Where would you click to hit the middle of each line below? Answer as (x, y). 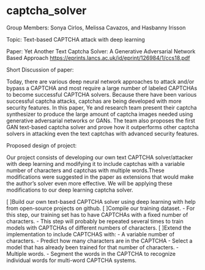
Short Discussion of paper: (40, 69)
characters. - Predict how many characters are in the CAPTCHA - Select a (99, 241)
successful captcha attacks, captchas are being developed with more (94, 101)
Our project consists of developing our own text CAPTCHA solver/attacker (100, 157)
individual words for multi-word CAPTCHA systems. (71, 260)
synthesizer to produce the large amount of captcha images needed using (100, 114)
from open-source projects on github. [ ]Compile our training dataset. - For (101, 208)
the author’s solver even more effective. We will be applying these (89, 183)
